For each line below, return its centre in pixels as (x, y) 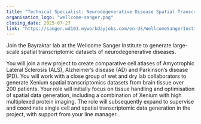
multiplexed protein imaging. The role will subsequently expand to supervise (100, 102)
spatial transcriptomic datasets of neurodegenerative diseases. (98, 52)
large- (180, 46)
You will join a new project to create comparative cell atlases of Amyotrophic (100, 63)
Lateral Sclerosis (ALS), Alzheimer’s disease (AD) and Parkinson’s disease (97, 70)
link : (13, 28)
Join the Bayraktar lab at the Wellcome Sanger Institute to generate (89, 46)
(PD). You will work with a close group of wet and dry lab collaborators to (96, 76)
